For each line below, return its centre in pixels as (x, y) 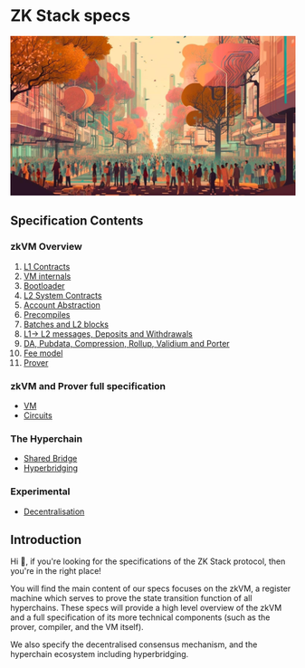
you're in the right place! (56, 571)
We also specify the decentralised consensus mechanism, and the (134, 644)
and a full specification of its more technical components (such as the (140, 617)
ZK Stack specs (70, 16)
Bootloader (44, 285)
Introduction (46, 539)
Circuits (38, 415)
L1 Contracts (47, 266)
